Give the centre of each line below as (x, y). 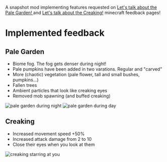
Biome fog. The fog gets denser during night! (59, 64)
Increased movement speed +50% (48, 134)
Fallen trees (25, 85)
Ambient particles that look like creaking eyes (60, 91)
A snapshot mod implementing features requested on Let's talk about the (81, 7)
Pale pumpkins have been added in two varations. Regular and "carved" (87, 69)
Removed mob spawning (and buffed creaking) (62, 96)
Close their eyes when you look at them (53, 144)
